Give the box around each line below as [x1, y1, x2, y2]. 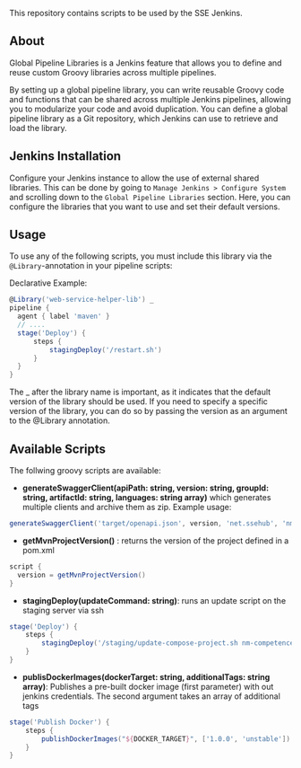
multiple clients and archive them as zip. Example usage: [21, 502, 232, 512]
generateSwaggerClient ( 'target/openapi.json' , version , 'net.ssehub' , [9, 519, 279, 528]
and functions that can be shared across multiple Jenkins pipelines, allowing [9, 93, 291, 104]
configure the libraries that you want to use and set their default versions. [9, 201, 280, 212]
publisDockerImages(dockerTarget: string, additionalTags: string [21, 671, 271, 682]
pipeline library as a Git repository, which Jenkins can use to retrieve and [9, 112, 279, 124]
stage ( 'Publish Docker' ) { [9, 718, 110, 727]
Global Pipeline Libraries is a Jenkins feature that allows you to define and [9, 57, 282, 68]
